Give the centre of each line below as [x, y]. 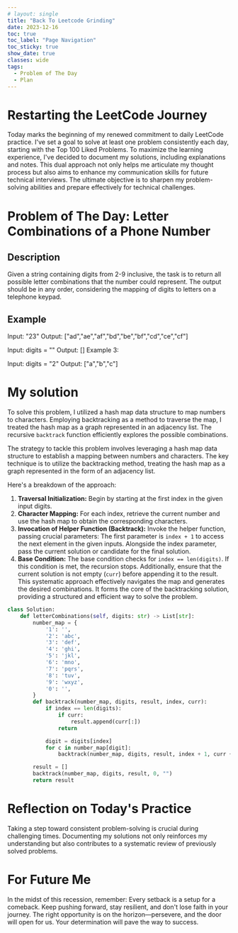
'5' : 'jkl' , [63, 656]
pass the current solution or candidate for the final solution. [104, 551]
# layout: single [33, 14]
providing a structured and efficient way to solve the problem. [108, 597]
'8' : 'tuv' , [63, 675]
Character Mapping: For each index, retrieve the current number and [119, 514]
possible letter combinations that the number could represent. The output [114, 282]
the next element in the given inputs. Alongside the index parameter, [117, 544]
